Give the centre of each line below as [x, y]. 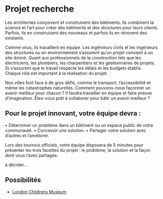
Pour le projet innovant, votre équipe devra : [73, 114]
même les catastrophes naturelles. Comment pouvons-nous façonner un [78, 88]
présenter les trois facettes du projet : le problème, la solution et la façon [78, 150]
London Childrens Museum [39, 192]
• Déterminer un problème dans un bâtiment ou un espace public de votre [79, 125]
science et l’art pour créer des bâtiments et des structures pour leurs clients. [82, 27]
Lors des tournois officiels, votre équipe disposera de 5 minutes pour [74, 145]
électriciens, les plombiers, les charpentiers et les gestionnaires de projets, [80, 63]
